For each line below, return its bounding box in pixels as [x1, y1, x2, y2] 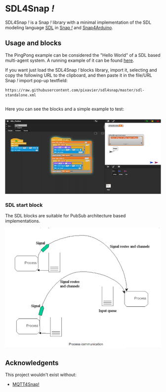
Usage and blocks [5, 39, 62, 48]
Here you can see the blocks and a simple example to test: [5, 106, 124, 112]
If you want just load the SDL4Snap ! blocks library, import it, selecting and [5, 67, 157, 73]
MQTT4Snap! [12, 382, 40, 387]
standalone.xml [5, 93, 37, 98]
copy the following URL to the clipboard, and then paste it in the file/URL [5, 72, 152, 78]
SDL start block [5, 201, 43, 208]
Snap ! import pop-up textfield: [5, 77, 68, 83]
